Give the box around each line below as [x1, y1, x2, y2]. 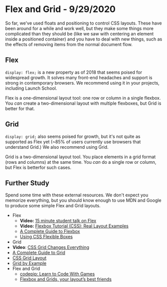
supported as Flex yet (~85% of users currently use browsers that [5, 139, 141, 145]
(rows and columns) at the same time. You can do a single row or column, [5, 159, 157, 165]
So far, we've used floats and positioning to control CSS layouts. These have [5, 20, 162, 26]
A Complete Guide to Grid [12, 249, 66, 256]
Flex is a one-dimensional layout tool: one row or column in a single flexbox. [5, 95, 161, 101]
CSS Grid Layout [12, 255, 47, 261]
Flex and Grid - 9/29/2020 [5, 4, 116, 15]
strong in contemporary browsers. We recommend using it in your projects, [5, 80, 160, 86]
